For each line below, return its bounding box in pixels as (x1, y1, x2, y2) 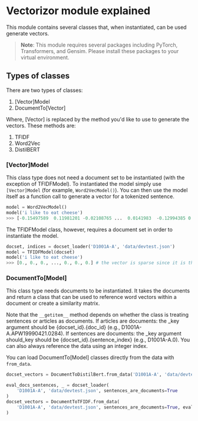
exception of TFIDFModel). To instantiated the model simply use (6, 180, 162, 188)
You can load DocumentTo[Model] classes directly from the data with (6, 354, 174, 361)
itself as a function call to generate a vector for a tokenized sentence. (6, 193, 175, 200)
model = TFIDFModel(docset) (6, 249, 75, 255)
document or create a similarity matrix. (6, 300, 100, 307)
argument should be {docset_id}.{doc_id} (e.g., (6, 324, 120, 331)
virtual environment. (20, 54, 70, 61)
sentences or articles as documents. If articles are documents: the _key (6, 317, 180, 325)
